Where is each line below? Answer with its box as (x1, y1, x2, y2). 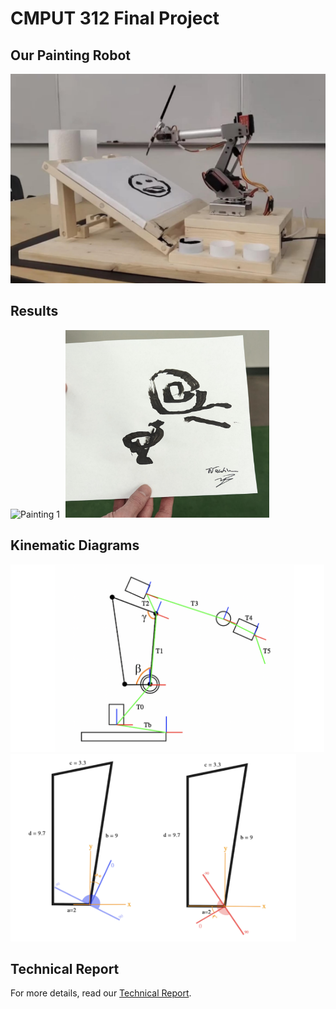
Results (10, 303, 59, 320)
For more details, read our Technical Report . (10, 987, 192, 999)
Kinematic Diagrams (10, 537, 140, 554)
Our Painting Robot (10, 47, 131, 64)
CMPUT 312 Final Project (10, 7, 220, 30)
